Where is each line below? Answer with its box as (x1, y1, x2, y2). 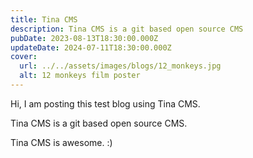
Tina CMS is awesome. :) (10, 136, 113, 148)
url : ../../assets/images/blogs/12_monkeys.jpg (19, 61, 222, 71)
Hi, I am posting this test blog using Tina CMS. (10, 97, 201, 110)
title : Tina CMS (10, 14, 78, 25)
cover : (10, 52, 38, 62)
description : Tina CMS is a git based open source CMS (10, 24, 244, 34)
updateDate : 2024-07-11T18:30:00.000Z (10, 42, 172, 53)
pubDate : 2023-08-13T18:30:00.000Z (10, 33, 159, 43)
